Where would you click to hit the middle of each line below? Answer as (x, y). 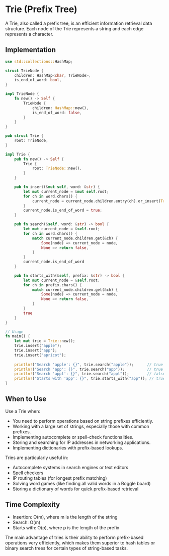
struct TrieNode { (24, 71)
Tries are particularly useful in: (37, 458)
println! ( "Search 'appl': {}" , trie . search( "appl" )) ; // (83, 374)
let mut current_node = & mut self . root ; (66, 191)
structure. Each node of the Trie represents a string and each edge (74, 28)
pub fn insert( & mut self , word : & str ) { (57, 187)
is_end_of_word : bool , (38, 80)
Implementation (31, 50)
